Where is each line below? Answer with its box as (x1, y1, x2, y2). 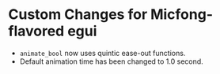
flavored (8, 22, 65, 40)
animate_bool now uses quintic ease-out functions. (19, 48, 186, 57)
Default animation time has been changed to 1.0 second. (19, 57, 203, 66)
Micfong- (150, 6, 214, 24)
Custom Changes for (8, 6, 148, 24)
